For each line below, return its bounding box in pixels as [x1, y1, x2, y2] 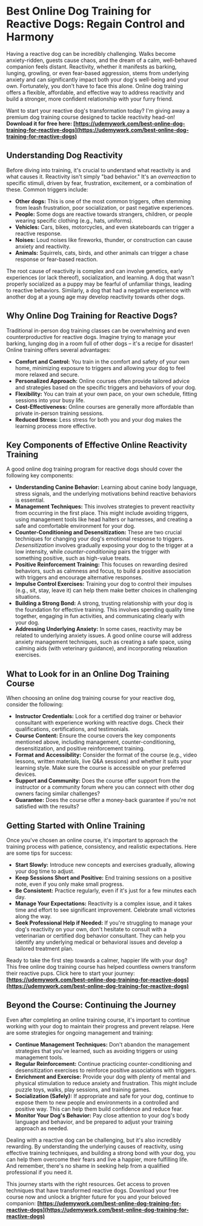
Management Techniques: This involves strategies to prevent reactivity [15, 503, 195, 510]
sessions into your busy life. [15, 396, 85, 404]
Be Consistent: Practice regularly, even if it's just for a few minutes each [15, 887, 197, 894]
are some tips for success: [6, 849, 73, 857]
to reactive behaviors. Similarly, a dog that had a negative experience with [6, 286, 191, 294]
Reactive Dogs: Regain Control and [6, 17, 185, 31]
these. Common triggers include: [6, 186, 88, 193]
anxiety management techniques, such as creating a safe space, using [15, 638, 191, 645]
